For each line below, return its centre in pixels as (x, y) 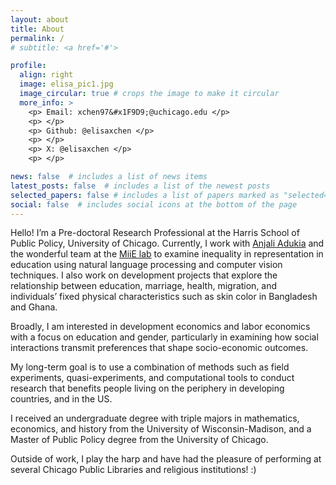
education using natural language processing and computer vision (146, 265)
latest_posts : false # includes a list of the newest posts (140, 186)
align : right (46, 75)
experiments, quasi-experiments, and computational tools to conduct (152, 378)
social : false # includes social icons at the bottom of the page (154, 204)
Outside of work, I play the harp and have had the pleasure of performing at (166, 459)
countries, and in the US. (61, 399)
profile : (28, 66)
